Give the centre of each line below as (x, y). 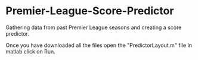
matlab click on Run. (31, 51)
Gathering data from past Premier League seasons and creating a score (94, 27)
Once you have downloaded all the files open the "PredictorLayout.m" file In (99, 45)
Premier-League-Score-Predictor (90, 11)
